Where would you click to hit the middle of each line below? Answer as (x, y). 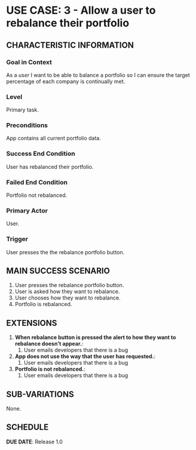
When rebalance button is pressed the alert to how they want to (95, 337)
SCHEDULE (27, 427)
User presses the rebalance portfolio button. (69, 285)
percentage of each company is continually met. (66, 81)
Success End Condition (41, 154)
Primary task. (22, 110)
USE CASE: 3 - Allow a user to (81, 10)
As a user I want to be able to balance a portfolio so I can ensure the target (98, 75)
